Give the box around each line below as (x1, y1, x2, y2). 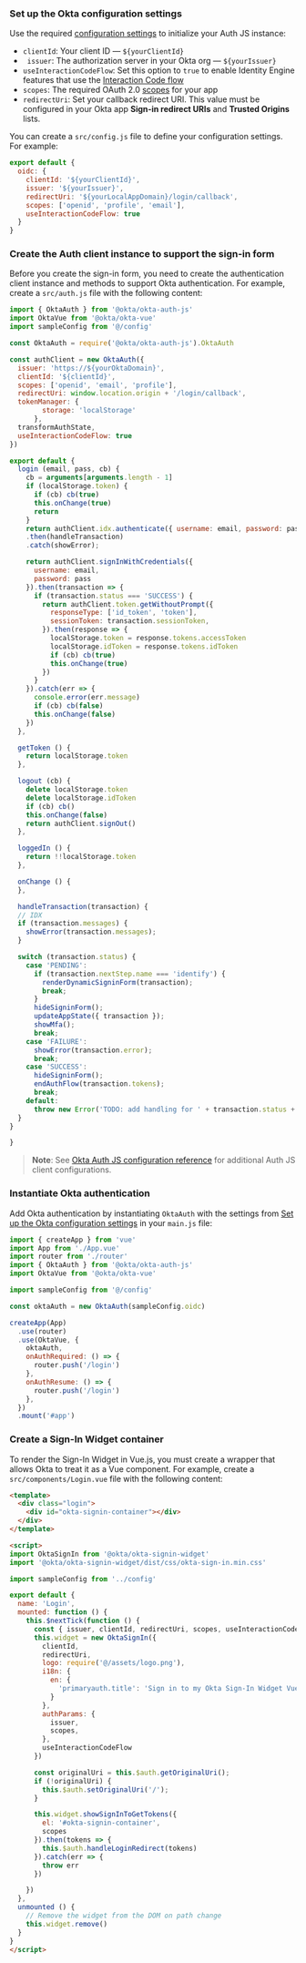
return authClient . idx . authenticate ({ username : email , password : (25, 524, 283, 533)
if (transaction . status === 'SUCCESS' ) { (33, 591, 194, 600)
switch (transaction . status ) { (17, 953, 137, 962)
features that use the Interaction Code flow (22, 75, 184, 86)
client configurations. (31, 1164, 112, 1175)
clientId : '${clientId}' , (17, 372, 117, 381)
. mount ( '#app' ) (17, 1411, 76, 1421)
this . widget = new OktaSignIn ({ (33, 1633, 157, 1642)
